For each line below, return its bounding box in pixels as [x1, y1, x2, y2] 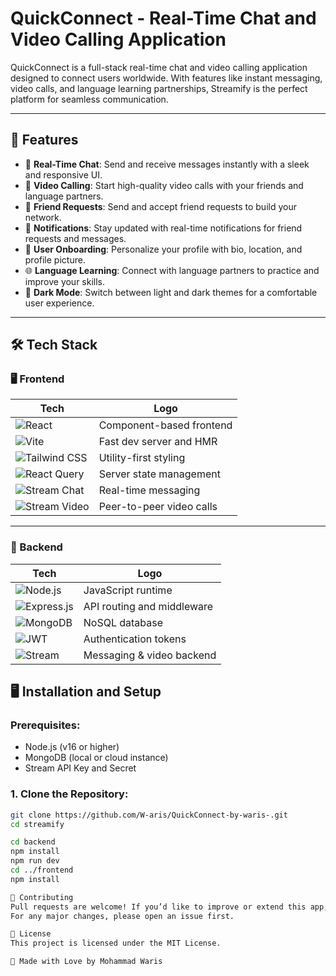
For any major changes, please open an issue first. [10, 911, 235, 921]
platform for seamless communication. [10, 93, 169, 105]
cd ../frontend [10, 865, 74, 876]
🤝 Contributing [10, 892, 74, 902]
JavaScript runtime [83, 583, 173, 597]
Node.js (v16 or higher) [24, 741, 120, 753]
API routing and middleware [83, 599, 214, 613]
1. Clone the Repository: [10, 787, 129, 801]
